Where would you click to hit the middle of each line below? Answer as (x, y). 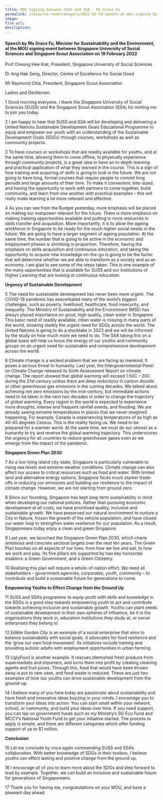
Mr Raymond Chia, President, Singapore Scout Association (64, 83)
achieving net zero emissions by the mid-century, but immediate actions (77, 391)
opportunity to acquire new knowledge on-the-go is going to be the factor (79, 255)
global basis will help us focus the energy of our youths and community (76, 341)
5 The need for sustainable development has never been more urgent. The (79, 294)
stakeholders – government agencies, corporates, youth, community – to (78, 573)
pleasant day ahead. (25, 793)
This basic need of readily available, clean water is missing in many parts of (81, 320)
